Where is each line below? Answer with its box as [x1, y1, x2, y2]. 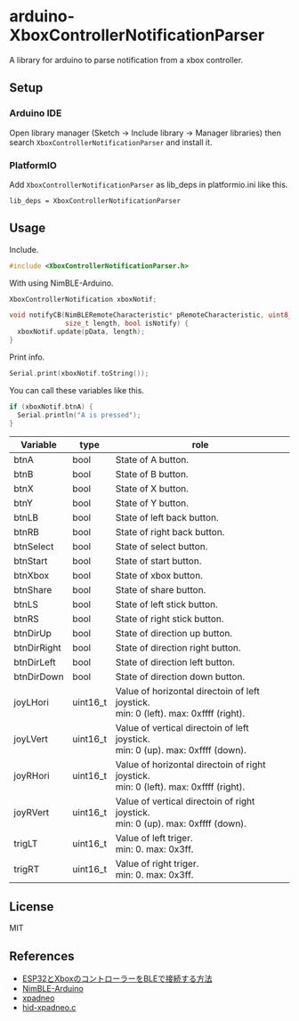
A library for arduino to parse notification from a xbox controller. [9, 54, 243, 65]
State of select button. [115, 540, 208, 553]
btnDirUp [13, 628, 52, 640]
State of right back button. [115, 526, 225, 539]
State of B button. [115, 468, 189, 481]
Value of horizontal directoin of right [115, 758, 266, 771]
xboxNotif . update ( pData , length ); [17, 328, 145, 336]
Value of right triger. [115, 857, 199, 870]
